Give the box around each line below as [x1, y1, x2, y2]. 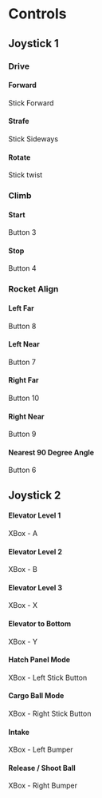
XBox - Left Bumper [8, 744, 73, 755]
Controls [8, 5, 67, 23]
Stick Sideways [8, 133, 58, 144]
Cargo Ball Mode [8, 691, 65, 701]
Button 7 [8, 357, 36, 367]
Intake [8, 727, 30, 736]
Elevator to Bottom [8, 618, 72, 628]
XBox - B [8, 565, 37, 574]
